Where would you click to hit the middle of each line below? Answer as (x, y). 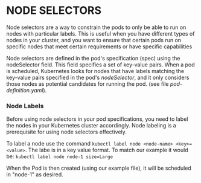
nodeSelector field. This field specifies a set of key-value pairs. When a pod (101, 65)
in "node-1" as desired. (35, 175)
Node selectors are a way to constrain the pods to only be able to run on (96, 27)
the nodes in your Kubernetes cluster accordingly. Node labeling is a (91, 126)
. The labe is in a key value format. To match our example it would (107, 150)
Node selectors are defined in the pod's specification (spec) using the (93, 58)
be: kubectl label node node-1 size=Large (60, 156)
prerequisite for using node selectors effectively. (66, 132)
